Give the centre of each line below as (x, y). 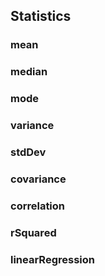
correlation (38, 206)
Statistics (41, 16)
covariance (38, 179)
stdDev (28, 152)
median (29, 72)
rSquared (33, 232)
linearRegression (52, 259)
